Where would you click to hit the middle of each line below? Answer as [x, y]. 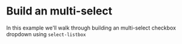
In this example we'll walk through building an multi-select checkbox [91, 28]
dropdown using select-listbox [46, 34]
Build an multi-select [59, 11]
